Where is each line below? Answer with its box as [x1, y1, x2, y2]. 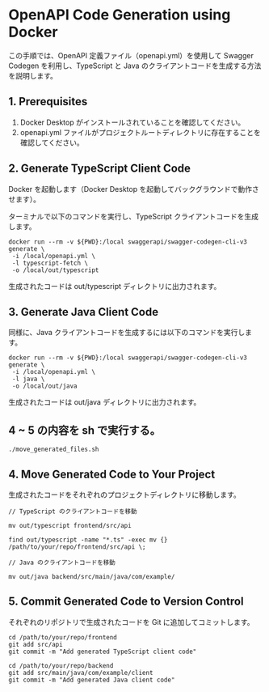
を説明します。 [8, 70, 58, 80]
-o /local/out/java [11, 382, 78, 390]
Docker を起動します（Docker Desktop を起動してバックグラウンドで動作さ [8, 184, 260, 193]
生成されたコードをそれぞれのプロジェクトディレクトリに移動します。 [8, 490, 241, 499]
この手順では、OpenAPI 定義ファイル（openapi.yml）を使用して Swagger [8, 50, 254, 60]
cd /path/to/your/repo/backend [8, 661, 114, 669]
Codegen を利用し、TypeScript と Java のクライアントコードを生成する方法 [8, 61, 262, 70]
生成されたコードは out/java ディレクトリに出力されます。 [8, 397, 201, 407]
